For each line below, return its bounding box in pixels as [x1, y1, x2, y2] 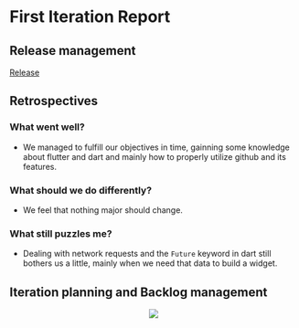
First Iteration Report [9, 6, 171, 27]
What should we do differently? [9, 184, 153, 196]
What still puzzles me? [9, 227, 112, 239]
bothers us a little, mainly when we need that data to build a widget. [22, 258, 278, 269]
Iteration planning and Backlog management [9, 284, 268, 300]
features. [22, 161, 58, 172]
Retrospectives [9, 93, 99, 109]
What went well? [9, 121, 85, 133]
